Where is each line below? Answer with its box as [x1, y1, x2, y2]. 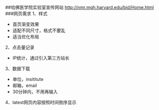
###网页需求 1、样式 [5, 10, 48, 16]
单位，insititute [12, 76, 44, 82]
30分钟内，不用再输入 [12, 89, 58, 94]
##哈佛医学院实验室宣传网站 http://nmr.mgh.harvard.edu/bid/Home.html [5, 4, 154, 10]
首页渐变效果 [12, 21, 39, 27]
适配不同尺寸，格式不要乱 [12, 27, 66, 33]
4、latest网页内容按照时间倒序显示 [5, 99, 77, 105]
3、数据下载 [5, 65, 30, 71]
